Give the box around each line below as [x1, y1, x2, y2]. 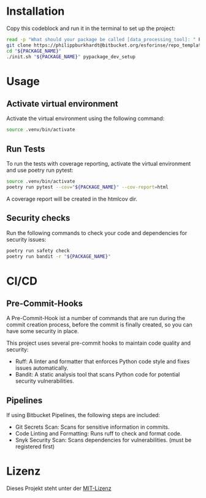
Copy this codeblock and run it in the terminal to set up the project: [6, 25, 176, 32]
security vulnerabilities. [15, 377, 75, 385]
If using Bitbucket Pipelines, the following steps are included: [6, 412, 161, 419]
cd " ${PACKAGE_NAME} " [6, 48, 62, 54]
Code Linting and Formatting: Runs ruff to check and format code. [15, 430, 182, 437]
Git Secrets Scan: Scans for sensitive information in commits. [15, 423, 170, 431]
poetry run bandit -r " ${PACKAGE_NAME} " [6, 253, 112, 259]
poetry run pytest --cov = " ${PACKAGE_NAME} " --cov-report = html [6, 184, 169, 190]
